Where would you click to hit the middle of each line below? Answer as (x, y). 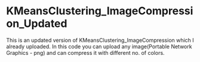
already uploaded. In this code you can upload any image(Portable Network (99, 46)
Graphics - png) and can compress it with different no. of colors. (86, 52)
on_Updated (37, 24)
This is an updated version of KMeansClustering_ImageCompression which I (100, 40)
